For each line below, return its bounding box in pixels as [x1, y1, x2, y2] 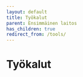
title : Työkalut [6, 15, 47, 21]
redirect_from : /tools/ [6, 32, 67, 38]
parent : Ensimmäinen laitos [6, 20, 78, 26]
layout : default [6, 8, 47, 15]
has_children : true [6, 25, 56, 32]
